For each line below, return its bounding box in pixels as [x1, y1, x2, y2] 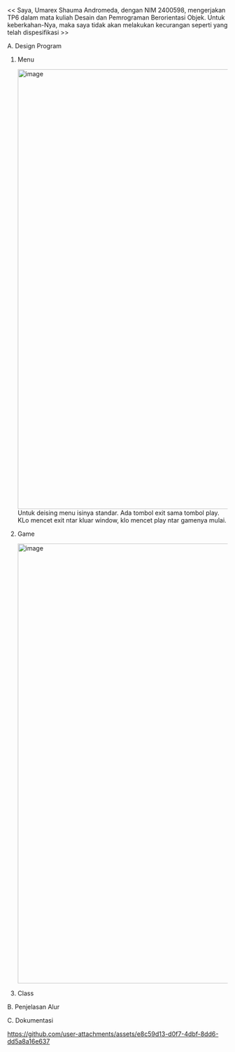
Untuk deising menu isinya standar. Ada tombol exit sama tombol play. [17, 509, 220, 517]
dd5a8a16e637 [7, 1037, 50, 1045]
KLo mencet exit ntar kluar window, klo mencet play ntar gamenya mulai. [17, 516, 227, 524]
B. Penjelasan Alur [7, 1003, 60, 1011]
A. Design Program [7, 42, 62, 50]
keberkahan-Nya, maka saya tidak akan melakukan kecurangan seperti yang [7, 21, 228, 29]
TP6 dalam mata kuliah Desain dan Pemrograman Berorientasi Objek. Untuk [7, 13, 225, 22]
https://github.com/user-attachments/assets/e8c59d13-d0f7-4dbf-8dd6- [7, 1030, 219, 1038]
